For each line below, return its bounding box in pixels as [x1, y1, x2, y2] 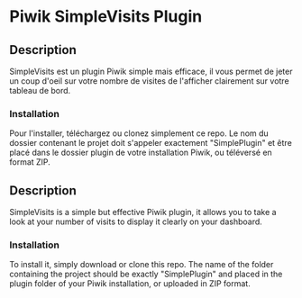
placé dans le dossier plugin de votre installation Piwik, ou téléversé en [9, 147, 272, 158]
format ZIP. [9, 157, 51, 167]
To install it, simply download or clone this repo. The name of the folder [9, 259, 274, 270]
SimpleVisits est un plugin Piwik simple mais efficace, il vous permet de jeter [9, 66, 293, 77]
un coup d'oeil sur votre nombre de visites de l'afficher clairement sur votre [9, 76, 290, 86]
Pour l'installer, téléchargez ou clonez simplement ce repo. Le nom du [9, 128, 269, 139]
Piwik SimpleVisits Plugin [9, 6, 203, 27]
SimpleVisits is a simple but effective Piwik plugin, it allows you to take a [9, 207, 277, 218]
